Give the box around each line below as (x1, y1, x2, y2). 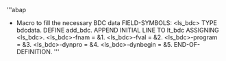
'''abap (6, 6, 27, 14)
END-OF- (173, 41, 201, 48)
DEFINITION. (16, 47, 53, 56)
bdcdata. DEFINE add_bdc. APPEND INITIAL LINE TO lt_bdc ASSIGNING (16, 26, 220, 34)
